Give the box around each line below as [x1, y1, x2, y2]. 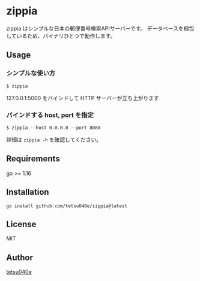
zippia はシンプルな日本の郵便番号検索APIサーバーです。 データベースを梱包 [6, 25, 195, 32]
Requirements [6, 154, 60, 164]
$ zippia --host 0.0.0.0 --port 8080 [6, 125, 101, 131]
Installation [6, 187, 49, 197]
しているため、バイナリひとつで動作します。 [6, 32, 116, 40]
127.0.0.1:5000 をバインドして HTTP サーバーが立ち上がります [6, 94, 159, 101]
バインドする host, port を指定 [6, 111, 94, 119]
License [6, 219, 37, 229]
